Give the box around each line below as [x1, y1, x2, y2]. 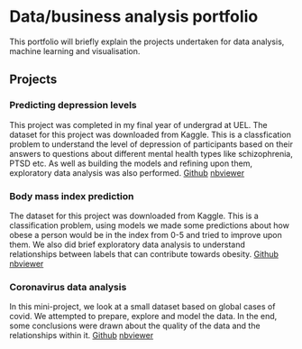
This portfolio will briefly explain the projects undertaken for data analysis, [9, 36, 285, 47]
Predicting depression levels [9, 99, 137, 112]
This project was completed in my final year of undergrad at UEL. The [9, 119, 268, 130]
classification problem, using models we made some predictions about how [9, 219, 290, 231]
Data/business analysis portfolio [9, 6, 259, 27]
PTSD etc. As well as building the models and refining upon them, [9, 158, 252, 169]
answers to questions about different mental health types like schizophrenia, [9, 148, 293, 159]
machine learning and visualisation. [9, 45, 141, 56]
